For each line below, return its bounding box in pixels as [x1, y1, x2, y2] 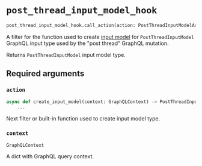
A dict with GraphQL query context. [6, 153, 94, 160]
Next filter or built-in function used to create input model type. [6, 115, 161, 122]
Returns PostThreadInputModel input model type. [6, 51, 126, 58]
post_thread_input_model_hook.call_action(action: [6, 22, 136, 28]
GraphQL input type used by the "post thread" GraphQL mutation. [6, 40, 170, 47]
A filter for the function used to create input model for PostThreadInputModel [6, 33, 194, 40]
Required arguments [6, 68, 85, 79]
